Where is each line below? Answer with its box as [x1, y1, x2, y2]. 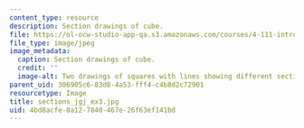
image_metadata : [9, 47, 71, 56]
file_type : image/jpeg [9, 38, 95, 48]
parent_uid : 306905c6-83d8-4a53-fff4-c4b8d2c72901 [9, 80, 204, 89]
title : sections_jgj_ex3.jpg [9, 96, 119, 106]
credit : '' [17, 64, 59, 73]
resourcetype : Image [9, 88, 88, 97]
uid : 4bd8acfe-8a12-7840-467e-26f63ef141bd [9, 105, 176, 114]
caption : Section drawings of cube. [17, 55, 156, 64]
